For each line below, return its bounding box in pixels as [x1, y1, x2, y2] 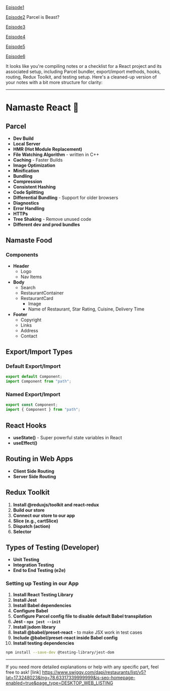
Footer [13, 311, 27, 317]
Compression [13, 178, 42, 184]
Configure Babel [13, 607, 48, 613]
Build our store [13, 507, 45, 513]
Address [20, 327, 38, 333]
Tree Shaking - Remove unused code [13, 216, 91, 222]
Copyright [20, 317, 42, 323]
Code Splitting [13, 189, 44, 195]
